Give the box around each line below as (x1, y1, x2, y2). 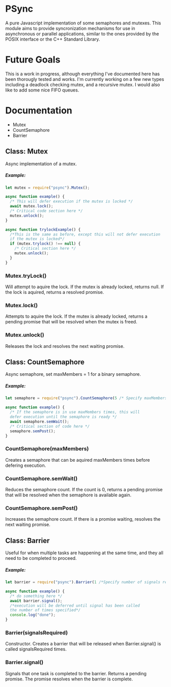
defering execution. (5, 462, 46, 468)
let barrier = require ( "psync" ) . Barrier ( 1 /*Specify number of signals (5, 580, 160, 585)
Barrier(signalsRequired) (5, 629, 68, 636)
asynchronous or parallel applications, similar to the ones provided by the (5, 31, 159, 37)
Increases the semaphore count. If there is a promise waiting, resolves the (5, 516, 161, 522)
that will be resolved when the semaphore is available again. (5, 492, 132, 498)
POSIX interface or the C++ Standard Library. (5, 36, 100, 42)
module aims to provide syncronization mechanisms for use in (5, 25, 136, 31)
